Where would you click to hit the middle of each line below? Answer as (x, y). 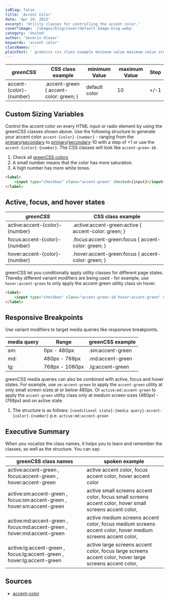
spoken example (124, 461)
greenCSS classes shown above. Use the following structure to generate (80, 132)
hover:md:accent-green (36, 533)
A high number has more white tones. (51, 168)
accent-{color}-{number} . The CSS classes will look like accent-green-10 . (81, 148)
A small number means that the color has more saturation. (73, 163)
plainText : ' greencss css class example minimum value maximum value (81, 52)
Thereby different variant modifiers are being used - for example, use (77, 278)
